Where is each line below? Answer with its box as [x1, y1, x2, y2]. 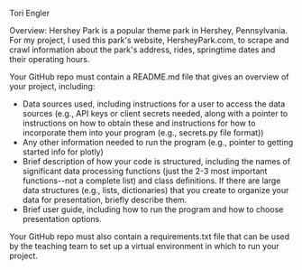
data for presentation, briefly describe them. [22, 194, 188, 205]
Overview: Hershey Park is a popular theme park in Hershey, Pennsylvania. [9, 25, 288, 35]
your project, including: [9, 81, 96, 91]
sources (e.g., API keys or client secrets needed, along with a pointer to [22, 108, 288, 118]
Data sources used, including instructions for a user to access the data [22, 98, 286, 109]
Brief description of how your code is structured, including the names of [22, 156, 291, 166]
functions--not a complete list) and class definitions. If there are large [22, 175, 281, 186]
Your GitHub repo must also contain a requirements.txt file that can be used [9, 231, 290, 242]
